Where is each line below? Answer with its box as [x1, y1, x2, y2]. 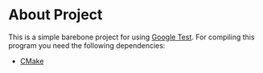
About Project [8, 6, 103, 24]
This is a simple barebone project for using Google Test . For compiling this [8, 32, 255, 42]
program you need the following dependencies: [8, 40, 166, 50]
